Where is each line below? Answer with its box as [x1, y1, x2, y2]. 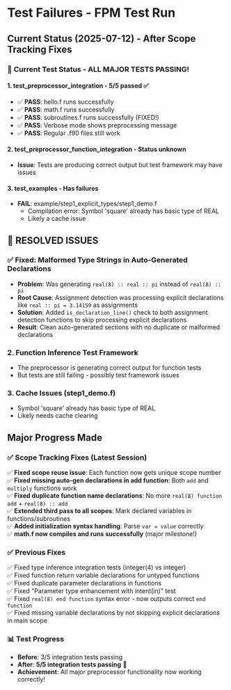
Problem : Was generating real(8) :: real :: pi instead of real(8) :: [17, 280, 221, 288]
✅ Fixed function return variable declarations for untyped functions [7, 571, 200, 579]
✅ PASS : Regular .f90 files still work [17, 129, 120, 137]
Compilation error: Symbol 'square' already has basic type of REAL [27, 207, 219, 215]
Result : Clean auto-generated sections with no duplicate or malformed [17, 322, 221, 331]
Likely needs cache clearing [17, 411, 98, 420]
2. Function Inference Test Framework [7, 347, 139, 357]
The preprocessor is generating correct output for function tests [17, 363, 202, 372]
